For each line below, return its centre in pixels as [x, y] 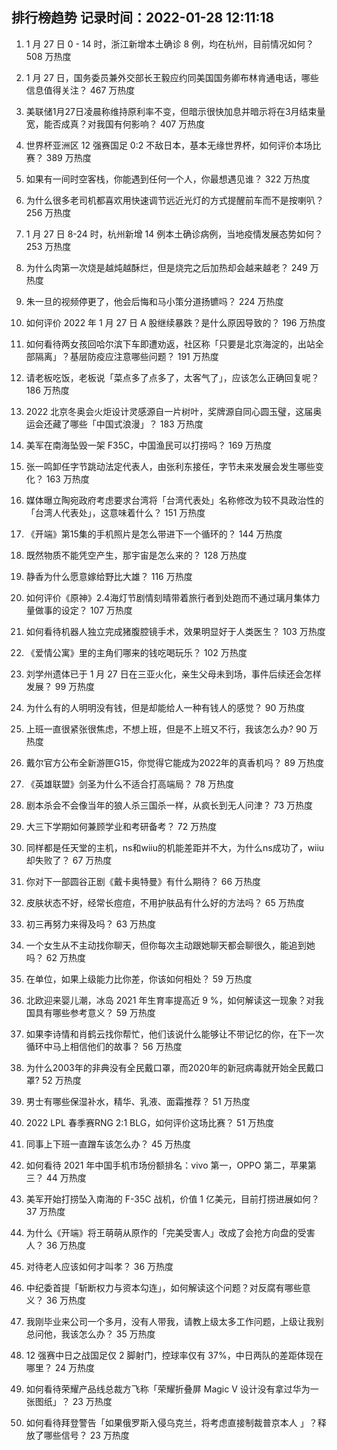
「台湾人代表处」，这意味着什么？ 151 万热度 [115, 512]
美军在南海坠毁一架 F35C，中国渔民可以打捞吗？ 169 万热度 [149, 445]
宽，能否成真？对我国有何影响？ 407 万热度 [115, 124]
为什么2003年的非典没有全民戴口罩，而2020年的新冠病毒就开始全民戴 [170, 1067]
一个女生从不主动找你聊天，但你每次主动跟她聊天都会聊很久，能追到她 [170, 945]
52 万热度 [61, 1080]
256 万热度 [48, 212]
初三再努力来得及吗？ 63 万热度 [91, 924]
